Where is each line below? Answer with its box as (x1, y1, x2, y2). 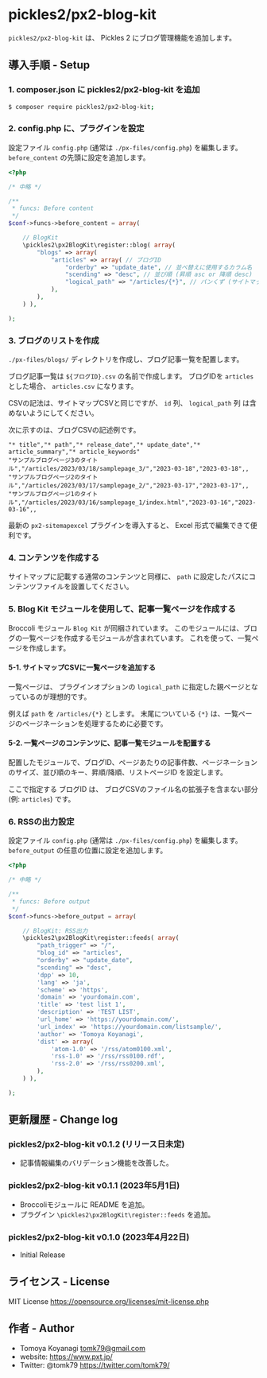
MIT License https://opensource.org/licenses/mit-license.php (8, 1296, 209, 1306)
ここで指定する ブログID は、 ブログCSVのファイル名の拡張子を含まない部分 (8, 784, 258, 794)
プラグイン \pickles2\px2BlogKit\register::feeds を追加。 (19, 1209, 215, 1219)
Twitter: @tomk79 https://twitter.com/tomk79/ (19, 1360, 170, 1369)
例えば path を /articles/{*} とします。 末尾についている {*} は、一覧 (8, 708, 238, 718)
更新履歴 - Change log (8, 1113, 118, 1127)
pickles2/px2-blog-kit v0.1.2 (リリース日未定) (8, 1139, 185, 1150)
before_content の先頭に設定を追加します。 (8, 153, 150, 162)
